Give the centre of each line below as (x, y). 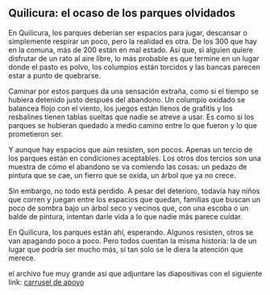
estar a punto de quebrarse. (55, 75)
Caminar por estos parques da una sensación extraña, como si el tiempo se (134, 91)
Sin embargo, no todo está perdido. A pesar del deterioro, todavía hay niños (134, 191)
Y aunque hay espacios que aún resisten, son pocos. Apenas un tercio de (131, 149)
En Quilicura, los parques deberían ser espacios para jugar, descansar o (128, 32)
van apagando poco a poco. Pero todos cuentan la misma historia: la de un (133, 240)
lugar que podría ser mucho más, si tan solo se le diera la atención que (126, 249)
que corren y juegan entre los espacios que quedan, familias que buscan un (135, 199)
